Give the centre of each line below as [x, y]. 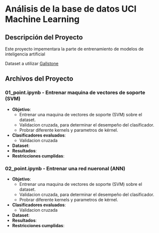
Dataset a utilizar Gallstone [32, 63]
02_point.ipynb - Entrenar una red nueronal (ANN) [65, 168]
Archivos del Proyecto [39, 79]
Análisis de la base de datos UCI [71, 9]
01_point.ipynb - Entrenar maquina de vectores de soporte [75, 92]
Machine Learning [42, 19]
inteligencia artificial [25, 54]
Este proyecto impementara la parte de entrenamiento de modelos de [74, 49]
